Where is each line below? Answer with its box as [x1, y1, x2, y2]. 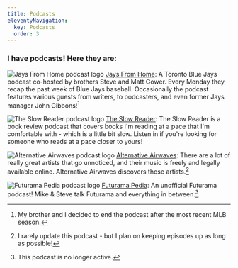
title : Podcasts [7, 10, 55, 18]
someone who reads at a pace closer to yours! [7, 138, 143, 146]
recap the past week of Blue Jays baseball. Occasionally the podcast [7, 84, 209, 93]
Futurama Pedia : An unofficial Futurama [101, 181, 217, 189]
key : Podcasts [13, 23, 55, 30]
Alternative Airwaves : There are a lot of [116, 151, 231, 160]
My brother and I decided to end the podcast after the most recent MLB [17, 210, 227, 218]
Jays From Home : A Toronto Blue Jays [105, 69, 217, 78]
